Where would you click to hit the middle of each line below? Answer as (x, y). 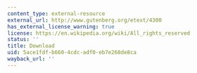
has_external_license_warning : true (61, 26)
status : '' (23, 40)
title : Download (31, 46)
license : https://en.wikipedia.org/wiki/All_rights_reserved (99, 33)
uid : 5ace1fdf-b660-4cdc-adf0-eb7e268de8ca (72, 53)
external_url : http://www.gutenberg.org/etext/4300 (84, 20)
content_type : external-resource (56, 14)
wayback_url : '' (31, 59)
